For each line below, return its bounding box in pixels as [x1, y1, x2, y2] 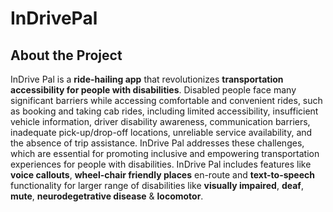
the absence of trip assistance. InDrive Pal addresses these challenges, [10, 137, 305, 149]
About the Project [10, 47, 123, 64]
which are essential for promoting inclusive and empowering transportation [10, 148, 320, 159]
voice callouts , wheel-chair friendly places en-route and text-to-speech [10, 169, 316, 181]
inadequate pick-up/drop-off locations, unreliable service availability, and [10, 127, 313, 138]
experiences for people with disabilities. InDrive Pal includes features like [10, 158, 312, 170]
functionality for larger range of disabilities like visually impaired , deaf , [10, 180, 304, 191]
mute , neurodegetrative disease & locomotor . [10, 190, 204, 202]
